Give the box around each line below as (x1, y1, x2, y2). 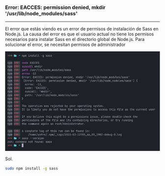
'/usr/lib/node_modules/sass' (5, 10, 78, 17)
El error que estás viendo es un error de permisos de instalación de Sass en (5, 26, 159, 32)
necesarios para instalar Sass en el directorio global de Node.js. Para (5, 36, 145, 42)
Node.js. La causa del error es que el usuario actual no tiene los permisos (5, 31, 154, 37)
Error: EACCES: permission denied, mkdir (5, 4, 106, 11)
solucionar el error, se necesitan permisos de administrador (5, 41, 126, 48)
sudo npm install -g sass (5, 166, 58, 171)
